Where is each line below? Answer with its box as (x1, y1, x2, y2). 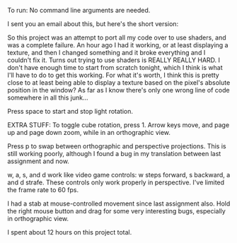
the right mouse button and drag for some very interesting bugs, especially (7, 207, 226, 215)
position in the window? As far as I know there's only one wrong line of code (7, 86, 230, 94)
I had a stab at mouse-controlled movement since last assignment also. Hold (7, 199, 231, 208)
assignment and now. (7, 157, 69, 165)
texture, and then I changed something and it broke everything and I (7, 49, 206, 57)
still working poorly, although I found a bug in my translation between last (7, 150, 221, 158)
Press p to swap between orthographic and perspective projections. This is (7, 142, 226, 150)
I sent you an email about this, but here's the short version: (7, 20, 179, 28)
